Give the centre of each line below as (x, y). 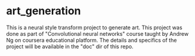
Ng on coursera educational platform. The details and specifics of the (92, 40)
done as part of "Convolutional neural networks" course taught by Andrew (97, 33)
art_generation (44, 11)
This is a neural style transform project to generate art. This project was (95, 27)
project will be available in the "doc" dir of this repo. (70, 46)
